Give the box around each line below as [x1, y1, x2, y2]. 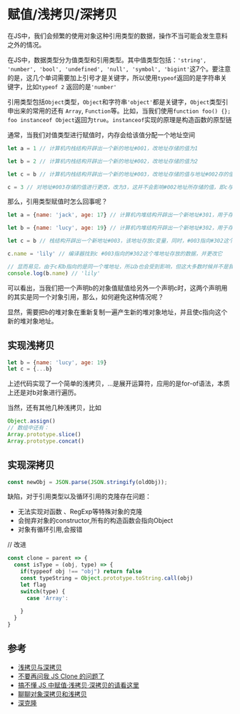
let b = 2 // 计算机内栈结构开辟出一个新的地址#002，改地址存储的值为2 [7, 158, 199, 165]
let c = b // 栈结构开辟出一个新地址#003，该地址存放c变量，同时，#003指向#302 [7, 237, 224, 245]
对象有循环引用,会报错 [17, 526, 83, 534]
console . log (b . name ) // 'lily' [7, 269, 101, 277]
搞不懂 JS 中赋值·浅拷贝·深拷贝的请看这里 [17, 680, 139, 689]
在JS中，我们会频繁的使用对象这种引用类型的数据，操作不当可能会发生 [7, 31, 216, 40]
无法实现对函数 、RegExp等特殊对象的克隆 [17, 508, 143, 516]
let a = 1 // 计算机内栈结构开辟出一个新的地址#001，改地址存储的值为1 [7, 144, 199, 152]
